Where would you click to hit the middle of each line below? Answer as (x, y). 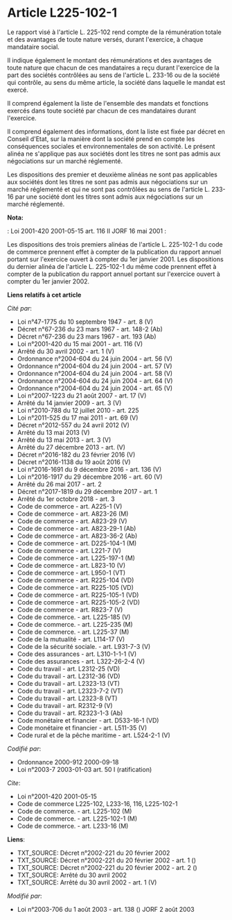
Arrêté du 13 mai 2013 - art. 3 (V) (64, 440)
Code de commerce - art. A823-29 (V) (72, 521)
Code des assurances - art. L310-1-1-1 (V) (77, 654)
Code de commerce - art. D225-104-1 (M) (77, 543)
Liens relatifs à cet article (44, 295)
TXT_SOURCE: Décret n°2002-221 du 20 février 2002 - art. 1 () (106, 860)
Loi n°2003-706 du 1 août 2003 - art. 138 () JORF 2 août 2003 (106, 909)
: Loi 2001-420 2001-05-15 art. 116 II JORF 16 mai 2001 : (87, 231)
